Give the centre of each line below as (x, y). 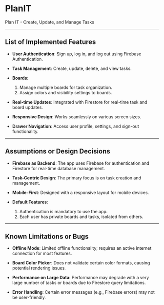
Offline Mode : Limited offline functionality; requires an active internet (82, 248)
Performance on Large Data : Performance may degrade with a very (81, 278)
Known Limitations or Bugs (47, 236)
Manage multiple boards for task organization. (66, 87)
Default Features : (30, 202)
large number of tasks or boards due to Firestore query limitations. (79, 283)
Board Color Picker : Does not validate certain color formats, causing (81, 263)
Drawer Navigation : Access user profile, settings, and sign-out (75, 126)
